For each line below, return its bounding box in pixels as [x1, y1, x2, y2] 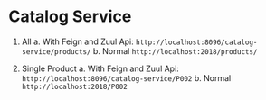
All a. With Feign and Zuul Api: [21, 36, 135, 47]
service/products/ [21, 47, 91, 56]
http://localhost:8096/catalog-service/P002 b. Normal [21, 72, 232, 83]
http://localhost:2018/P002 [21, 82, 128, 91]
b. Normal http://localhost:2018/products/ [92, 45, 258, 56]
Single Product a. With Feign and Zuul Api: [21, 63, 180, 74]
